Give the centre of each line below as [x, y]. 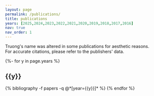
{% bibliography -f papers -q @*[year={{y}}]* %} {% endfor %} [70, 88]
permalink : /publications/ [33, 14]
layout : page [19, 10]
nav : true [15, 28]
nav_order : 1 [19, 32]
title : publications [26, 19]
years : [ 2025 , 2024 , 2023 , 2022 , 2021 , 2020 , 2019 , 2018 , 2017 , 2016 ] [69, 23]
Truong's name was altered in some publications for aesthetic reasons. [77, 46]
